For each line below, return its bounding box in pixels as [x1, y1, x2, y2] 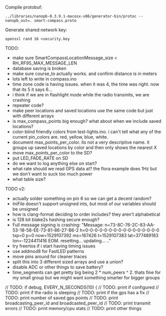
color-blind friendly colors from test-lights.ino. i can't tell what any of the [12, 129, 162, 135]
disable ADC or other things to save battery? [12, 264, 103, 270]
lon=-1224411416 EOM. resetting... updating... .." [12, 238, 111, 243]
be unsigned [12, 206, 38, 212]
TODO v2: [5, 186, 26, 192]
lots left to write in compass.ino [12, 76, 77, 81]
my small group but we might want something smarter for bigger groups [12, 275, 160, 280]
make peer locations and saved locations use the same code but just [12, 108, 153, 113]
